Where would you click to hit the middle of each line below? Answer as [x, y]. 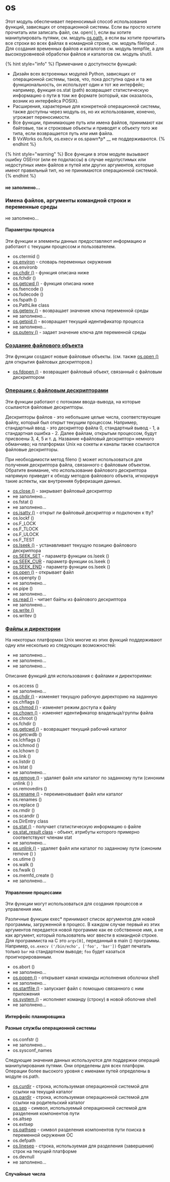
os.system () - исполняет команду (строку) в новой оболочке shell [84, 999]
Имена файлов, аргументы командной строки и [68, 200]
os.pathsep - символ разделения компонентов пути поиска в [79, 1129]
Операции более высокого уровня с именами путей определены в [78, 1071]
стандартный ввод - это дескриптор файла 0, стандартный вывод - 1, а [82, 428]
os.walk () [23, 864]
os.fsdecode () [28, 294]
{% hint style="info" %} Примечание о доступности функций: [71, 64]
